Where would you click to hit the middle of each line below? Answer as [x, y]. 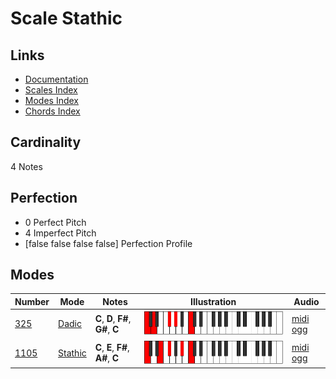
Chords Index [52, 111]
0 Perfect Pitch [55, 222]
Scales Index [51, 90]
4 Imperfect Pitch [60, 233]
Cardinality [46, 142]
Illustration [213, 301]
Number [32, 301]
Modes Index [51, 100]
